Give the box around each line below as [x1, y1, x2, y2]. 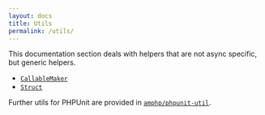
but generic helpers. [8, 57, 76, 67]
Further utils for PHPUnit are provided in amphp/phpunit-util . [8, 98, 212, 108]
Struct [19, 83, 43, 92]
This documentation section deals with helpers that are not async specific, [8, 49, 258, 59]
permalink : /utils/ [8, 27, 75, 35]
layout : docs [8, 11, 53, 20]
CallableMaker [19, 75, 68, 83]
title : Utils [8, 19, 53, 28]
